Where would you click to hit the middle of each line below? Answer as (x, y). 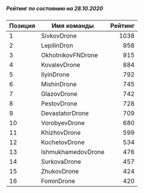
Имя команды (73, 26)
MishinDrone (59, 84)
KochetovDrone (63, 142)
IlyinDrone (55, 74)
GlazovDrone (59, 94)
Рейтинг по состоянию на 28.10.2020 (55, 8)
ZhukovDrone (60, 171)
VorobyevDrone (63, 123)
